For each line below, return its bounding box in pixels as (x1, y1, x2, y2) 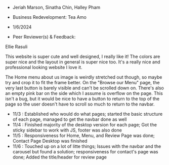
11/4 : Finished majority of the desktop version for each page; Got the (12, 122, 157, 127)
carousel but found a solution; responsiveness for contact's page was (12, 149, 158, 154)
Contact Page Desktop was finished (12, 138, 88, 144)
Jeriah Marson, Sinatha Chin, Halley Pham (12, 5, 101, 10)
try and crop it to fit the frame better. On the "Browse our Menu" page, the (5, 80, 160, 85)
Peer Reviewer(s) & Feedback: (12, 34, 76, 40)
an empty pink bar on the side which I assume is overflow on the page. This (5, 90, 163, 96)
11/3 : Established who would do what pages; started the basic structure (12, 111, 163, 117)
